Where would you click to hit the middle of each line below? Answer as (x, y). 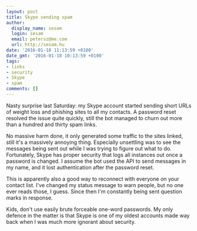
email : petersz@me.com (39, 39)
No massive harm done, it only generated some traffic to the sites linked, (95, 136)
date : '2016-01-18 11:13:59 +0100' (50, 50)
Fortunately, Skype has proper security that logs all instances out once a (94, 155)
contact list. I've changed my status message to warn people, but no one (95, 185)
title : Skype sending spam (39, 17)
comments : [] (22, 89)
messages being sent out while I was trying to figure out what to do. (89, 148)
